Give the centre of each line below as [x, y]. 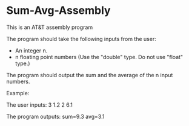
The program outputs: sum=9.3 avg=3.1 [55, 116]
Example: [18, 93]
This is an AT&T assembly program [49, 27]
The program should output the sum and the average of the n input [90, 75]
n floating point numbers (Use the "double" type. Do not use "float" [99, 57]
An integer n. [31, 50]
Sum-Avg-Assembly [58, 11]
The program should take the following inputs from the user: [81, 39]
